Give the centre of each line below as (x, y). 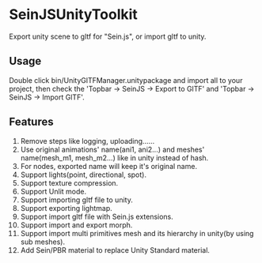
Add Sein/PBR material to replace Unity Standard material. (115, 250)
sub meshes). (43, 242)
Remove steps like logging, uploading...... (87, 141)
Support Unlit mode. (53, 191)
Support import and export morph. (76, 225)
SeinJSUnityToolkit (73, 15)
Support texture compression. (69, 182)
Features (31, 122)
